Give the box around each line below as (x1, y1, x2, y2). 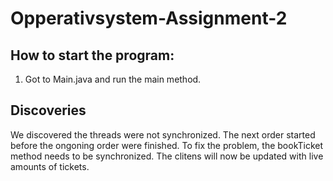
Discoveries (10, 102, 87, 119)
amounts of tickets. (10, 160, 90, 172)
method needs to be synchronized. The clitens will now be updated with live (10, 150, 324, 162)
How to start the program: (10, 47, 175, 64)
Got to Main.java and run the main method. (24, 73, 202, 85)
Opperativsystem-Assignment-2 (10, 7, 288, 30)
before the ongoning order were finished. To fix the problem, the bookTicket (10, 139, 324, 151)
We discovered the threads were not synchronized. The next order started (10, 128, 316, 141)
